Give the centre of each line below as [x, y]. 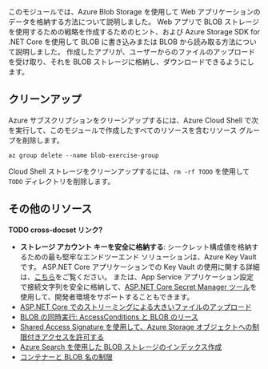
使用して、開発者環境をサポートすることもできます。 [107, 297]
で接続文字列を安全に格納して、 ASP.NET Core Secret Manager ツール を [138, 287]
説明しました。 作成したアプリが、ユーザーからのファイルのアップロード [135, 52]
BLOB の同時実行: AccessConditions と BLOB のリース [109, 317]
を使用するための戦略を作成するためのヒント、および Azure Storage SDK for [134, 32]
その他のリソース [50, 209]
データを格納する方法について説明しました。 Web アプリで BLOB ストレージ [134, 22]
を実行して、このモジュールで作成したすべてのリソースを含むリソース [123, 130]
